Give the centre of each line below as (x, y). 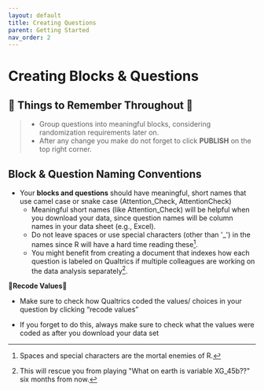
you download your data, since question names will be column (132, 218)
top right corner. (65, 149)
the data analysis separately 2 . (79, 270)
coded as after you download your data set (89, 333)
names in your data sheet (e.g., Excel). (93, 227)
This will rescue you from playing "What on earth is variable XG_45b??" (135, 371)
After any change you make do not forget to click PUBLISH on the (145, 141)
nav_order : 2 (29, 37)
